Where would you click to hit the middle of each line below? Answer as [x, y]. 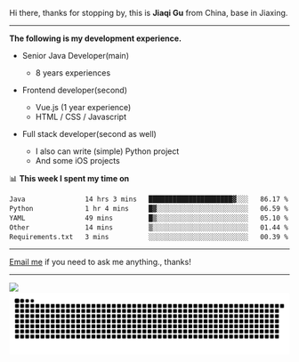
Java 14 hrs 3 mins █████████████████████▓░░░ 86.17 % [149, 199]
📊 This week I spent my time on [69, 178]
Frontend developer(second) [74, 90]
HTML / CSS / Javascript [81, 117]
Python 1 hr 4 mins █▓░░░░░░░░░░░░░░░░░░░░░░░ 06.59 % [149, 208]
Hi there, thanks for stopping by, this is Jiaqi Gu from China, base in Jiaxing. [149, 13]
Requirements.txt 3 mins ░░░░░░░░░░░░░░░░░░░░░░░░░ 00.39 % [149, 237]
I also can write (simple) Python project [107, 151]
